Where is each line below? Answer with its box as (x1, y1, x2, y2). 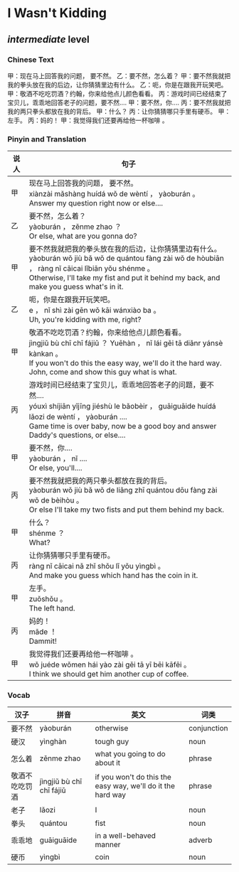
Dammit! (28, 636, 57, 646)
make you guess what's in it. (28, 282, 124, 292)
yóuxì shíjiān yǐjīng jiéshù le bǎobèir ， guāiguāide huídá (28, 402, 216, 411)
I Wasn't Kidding (7, 5, 107, 21)
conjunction (188, 723, 228, 733)
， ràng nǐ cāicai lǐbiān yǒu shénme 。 (28, 264, 155, 274)
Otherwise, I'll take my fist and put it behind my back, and (28, 273, 221, 283)
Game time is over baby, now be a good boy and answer (28, 421, 217, 431)
